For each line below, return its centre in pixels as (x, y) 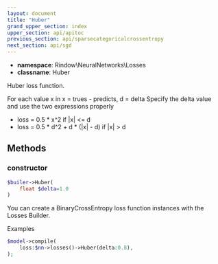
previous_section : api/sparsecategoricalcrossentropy (86, 39)
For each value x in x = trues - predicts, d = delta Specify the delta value (109, 99)
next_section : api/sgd (39, 45)
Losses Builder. (28, 216)
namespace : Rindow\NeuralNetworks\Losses (81, 65)
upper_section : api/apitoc (46, 33)
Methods (27, 148)
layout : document (32, 13)
